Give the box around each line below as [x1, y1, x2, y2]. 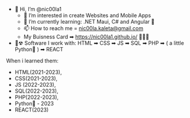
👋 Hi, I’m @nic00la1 [14, 6, 62, 12]
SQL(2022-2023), [14, 87, 59, 94]
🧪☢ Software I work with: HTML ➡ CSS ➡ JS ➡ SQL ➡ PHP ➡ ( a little [14, 40, 185, 47]
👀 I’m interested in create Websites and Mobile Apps [23, 12, 152, 19]
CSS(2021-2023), [14, 75, 58, 82]
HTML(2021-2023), [14, 68, 62, 76]
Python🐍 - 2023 [14, 100, 54, 107]
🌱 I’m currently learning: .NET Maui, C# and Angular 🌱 [23, 18, 155, 25]
